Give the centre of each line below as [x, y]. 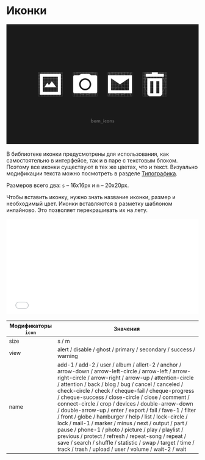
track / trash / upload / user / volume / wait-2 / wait [122, 449]
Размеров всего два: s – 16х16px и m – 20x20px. [68, 185]
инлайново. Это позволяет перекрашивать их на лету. [77, 210]
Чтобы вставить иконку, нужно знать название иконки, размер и [91, 197]
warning [67, 356]
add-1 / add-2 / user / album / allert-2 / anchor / [119, 365]
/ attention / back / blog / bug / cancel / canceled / [120, 384]
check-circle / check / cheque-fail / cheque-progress [126, 390]
